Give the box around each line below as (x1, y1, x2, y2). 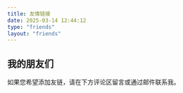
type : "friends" (7, 23, 55, 30)
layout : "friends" (7, 30, 61, 37)
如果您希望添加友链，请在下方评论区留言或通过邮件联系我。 (7, 78, 180, 87)
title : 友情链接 (7, 10, 51, 18)
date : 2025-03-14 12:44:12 (7, 17, 87, 24)
